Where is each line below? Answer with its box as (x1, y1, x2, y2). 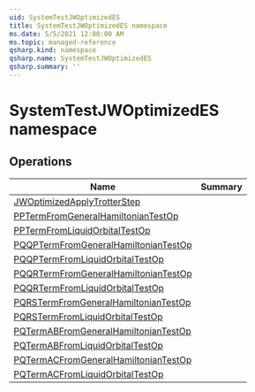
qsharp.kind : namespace (9, 46, 97, 55)
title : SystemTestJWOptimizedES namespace (9, 21, 168, 30)
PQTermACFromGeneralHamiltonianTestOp (13, 353, 192, 365)
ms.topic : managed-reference (9, 37, 116, 47)
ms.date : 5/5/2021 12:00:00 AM (9, 29, 124, 38)
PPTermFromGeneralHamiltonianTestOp (13, 210, 179, 222)
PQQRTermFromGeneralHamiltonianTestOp (13, 267, 192, 280)
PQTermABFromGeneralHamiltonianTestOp (13, 325, 191, 337)
